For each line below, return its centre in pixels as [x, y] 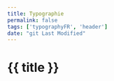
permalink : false [33, 20]
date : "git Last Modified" [47, 33]
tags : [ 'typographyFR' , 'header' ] [58, 27]
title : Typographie [36, 14]
